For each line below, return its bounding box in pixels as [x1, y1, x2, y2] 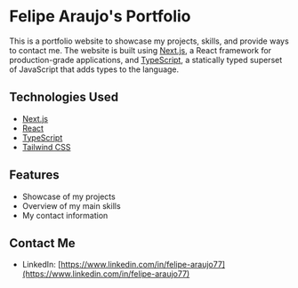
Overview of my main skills [21, 200, 122, 211]
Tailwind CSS [21, 141, 71, 152]
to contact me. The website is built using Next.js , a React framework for [9, 44, 272, 55]
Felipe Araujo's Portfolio [9, 6, 191, 27]
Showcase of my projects [21, 191, 116, 202]
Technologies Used [9, 90, 118, 105]
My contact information [21, 210, 109, 220]
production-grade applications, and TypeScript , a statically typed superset [9, 54, 283, 65]
